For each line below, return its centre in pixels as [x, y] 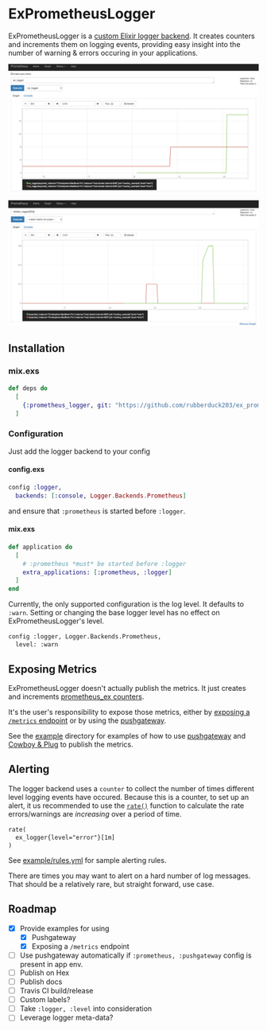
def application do [41, 547]
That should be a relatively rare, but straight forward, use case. [111, 884]
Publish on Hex [44, 973]
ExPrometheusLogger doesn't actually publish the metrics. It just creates [127, 689]
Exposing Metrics [53, 669]
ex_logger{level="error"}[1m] [65, 837]
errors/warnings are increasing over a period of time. [95, 813]
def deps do [28, 388]
